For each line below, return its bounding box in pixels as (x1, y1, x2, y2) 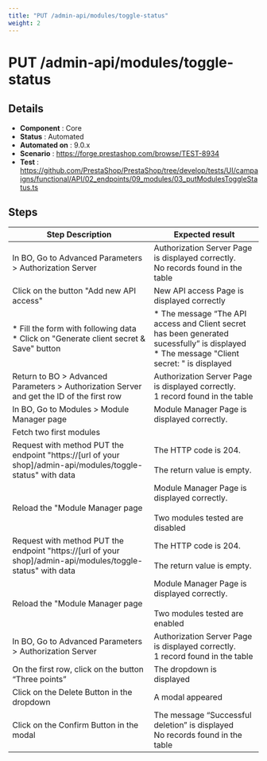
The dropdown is (153, 664, 217, 675)
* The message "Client (153, 348, 240, 359)
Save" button (12, 343, 61, 355)
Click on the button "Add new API (12, 285, 137, 296)
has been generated (153, 328, 229, 339)
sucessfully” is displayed (153, 338, 246, 349)
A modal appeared (153, 692, 222, 703)
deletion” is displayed (153, 720, 234, 731)
